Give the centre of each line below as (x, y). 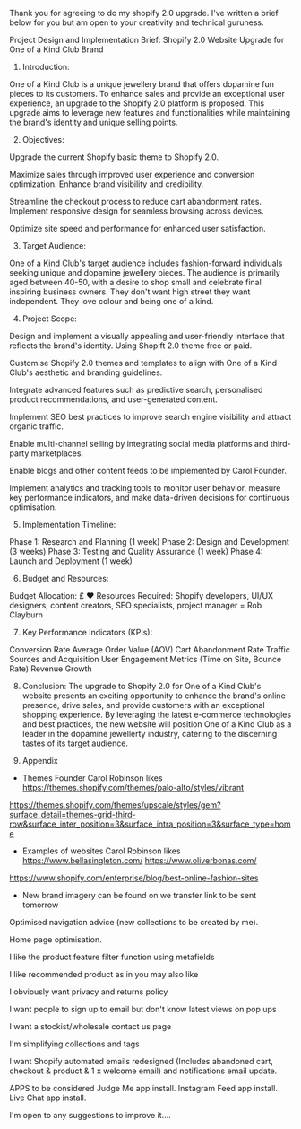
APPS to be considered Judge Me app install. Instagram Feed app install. (144, 1088)
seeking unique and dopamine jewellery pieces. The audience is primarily (145, 272)
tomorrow (40, 905)
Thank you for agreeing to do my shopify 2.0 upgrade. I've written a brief (144, 13)
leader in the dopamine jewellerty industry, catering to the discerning (150, 734)
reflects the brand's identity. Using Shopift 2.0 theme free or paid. (131, 346)
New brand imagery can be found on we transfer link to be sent (139, 895)
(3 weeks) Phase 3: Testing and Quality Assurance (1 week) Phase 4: (136, 551)
